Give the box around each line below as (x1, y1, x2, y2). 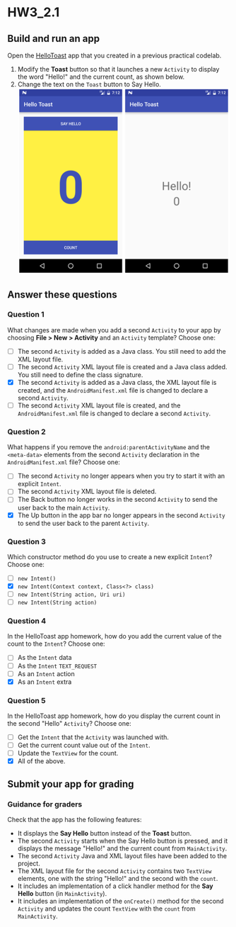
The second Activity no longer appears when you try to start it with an (17, 472, 225, 481)
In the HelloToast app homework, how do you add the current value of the (7, 632, 222, 641)
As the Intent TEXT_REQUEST (17, 661, 98, 670)
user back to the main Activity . (17, 503, 110, 512)
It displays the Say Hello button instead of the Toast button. (17, 828, 192, 837)
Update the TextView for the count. (17, 749, 119, 758)
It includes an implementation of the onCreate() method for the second (17, 897, 224, 905)
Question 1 (7, 310, 45, 320)
